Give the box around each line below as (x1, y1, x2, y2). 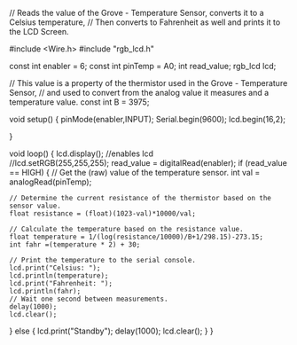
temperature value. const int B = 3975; (9, 97, 150, 107)
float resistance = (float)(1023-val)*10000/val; (9, 209, 197, 218)
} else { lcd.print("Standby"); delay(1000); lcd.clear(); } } (9, 325, 215, 336)
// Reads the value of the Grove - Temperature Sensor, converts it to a (9, 8, 264, 18)
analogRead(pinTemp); (9, 176, 92, 187)
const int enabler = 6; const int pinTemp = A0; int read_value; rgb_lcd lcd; (9, 61, 277, 71)
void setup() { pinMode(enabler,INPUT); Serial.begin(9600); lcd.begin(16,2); (9, 114, 286, 124)
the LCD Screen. (9, 27, 69, 36)
